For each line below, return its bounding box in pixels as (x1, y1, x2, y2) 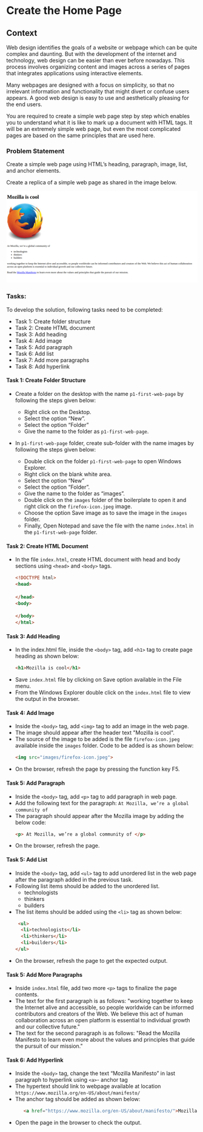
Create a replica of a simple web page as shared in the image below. (6, 179, 177, 186)
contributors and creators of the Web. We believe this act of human (15, 1010, 184, 1017)
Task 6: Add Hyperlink (6, 1056, 64, 1063)
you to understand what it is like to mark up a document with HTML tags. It (6, 119, 193, 126)
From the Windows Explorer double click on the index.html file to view (15, 689, 191, 696)
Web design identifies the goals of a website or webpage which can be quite (6, 44, 198, 51)
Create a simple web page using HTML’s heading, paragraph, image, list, (6, 161, 188, 168)
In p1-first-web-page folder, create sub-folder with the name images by (15, 439, 194, 446)
